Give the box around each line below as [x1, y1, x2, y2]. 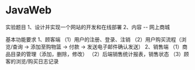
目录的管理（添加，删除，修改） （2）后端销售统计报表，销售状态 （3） [10, 50, 184, 57]
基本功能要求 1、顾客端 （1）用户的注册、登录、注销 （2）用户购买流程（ [5, 36, 182, 43]
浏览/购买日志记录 [15, 58, 59, 65]
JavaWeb [5, 3, 52, 17]
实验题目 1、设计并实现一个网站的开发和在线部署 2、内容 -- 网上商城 [5, 23, 170, 30]
